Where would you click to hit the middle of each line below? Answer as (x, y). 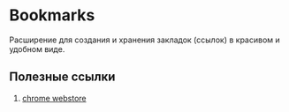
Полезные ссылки (62, 77)
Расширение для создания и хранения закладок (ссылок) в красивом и (144, 40)
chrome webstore (54, 98)
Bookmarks (52, 15)
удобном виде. (37, 49)
